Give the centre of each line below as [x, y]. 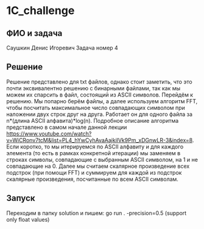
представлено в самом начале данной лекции [67, 127]
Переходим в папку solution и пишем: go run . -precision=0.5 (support [97, 213]
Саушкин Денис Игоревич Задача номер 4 [62, 48]
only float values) [28, 219]
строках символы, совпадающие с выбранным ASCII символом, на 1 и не [102, 159]
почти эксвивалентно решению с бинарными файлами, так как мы [93, 88]
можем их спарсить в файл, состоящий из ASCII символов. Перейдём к [100, 95]
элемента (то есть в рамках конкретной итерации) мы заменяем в [93, 153]
